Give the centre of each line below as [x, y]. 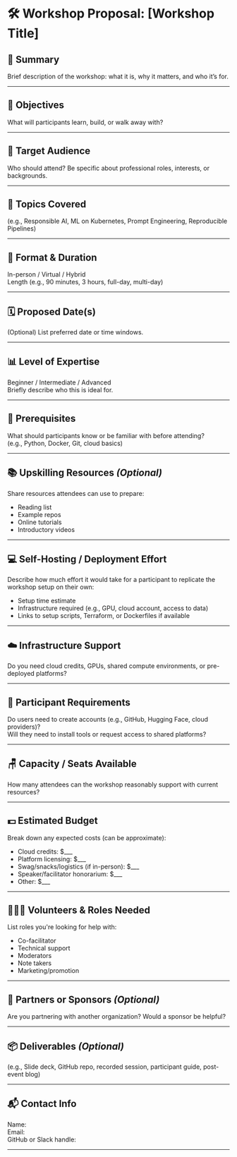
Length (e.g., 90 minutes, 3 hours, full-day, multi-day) [85, 282]
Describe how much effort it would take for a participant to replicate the [111, 580]
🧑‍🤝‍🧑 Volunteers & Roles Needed [79, 910]
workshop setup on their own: [51, 587]
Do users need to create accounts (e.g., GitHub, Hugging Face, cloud [108, 719]
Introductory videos [46, 529]
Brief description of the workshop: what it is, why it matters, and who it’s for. [118, 76]
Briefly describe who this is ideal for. [60, 389]
